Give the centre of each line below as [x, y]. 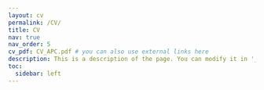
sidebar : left [38, 74]
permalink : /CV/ [35, 23]
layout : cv [26, 15]
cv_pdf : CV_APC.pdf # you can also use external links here [109, 52]
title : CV [24, 30]
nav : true [24, 37]
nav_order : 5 [29, 45]
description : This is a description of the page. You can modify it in [128, 59]
